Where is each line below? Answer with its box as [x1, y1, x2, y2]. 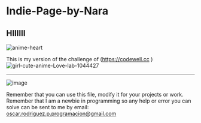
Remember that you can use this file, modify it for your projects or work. [6, 91, 184, 98]
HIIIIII [6, 28, 26, 38]
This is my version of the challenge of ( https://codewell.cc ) [6, 56, 153, 62]
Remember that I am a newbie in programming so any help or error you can [6, 97, 191, 104]
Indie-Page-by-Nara [6, 4, 109, 18]
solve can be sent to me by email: [6, 104, 89, 110]
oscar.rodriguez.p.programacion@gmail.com [6, 110, 117, 117]
